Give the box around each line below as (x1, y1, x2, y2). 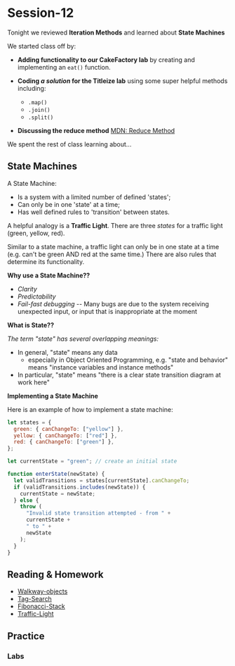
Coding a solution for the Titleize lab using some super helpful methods (17, 76, 228, 85)
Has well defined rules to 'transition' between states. (17, 208, 170, 216)
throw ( (20, 503, 42, 510)
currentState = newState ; (20, 490, 96, 497)
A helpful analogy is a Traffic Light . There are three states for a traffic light (7, 221, 223, 230)
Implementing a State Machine (7, 391, 98, 400)
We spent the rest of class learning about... (7, 139, 132, 149)
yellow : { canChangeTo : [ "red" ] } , (13, 432, 118, 439)
